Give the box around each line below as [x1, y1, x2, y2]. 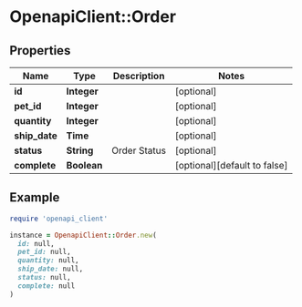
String [66, 144, 94, 157]
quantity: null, [17, 256, 79, 265]
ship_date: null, [17, 264, 84, 274]
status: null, [17, 273, 71, 282]
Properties [9, 43, 71, 58]
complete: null [17, 281, 76, 291]
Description [112, 70, 165, 82]
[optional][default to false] [174, 159, 288, 171]
